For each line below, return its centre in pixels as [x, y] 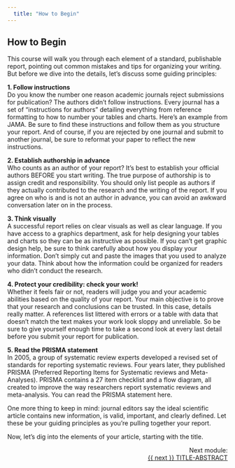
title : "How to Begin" [47, 14]
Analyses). [23, 380]
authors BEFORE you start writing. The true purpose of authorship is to [109, 175]
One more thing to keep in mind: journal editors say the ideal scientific [108, 408]
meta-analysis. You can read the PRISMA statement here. [90, 395]
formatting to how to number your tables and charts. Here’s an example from [117, 117]
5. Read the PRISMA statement [52, 350]
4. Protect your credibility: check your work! [73, 284]
